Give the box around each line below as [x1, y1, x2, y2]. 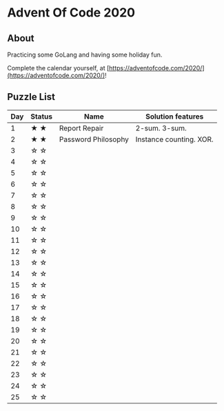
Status [30, 112, 53, 121]
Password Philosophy [59, 134, 130, 144]
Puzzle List [7, 91, 55, 103]
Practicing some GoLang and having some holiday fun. [7, 50, 163, 59]
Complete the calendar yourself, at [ [7, 64, 110, 72]
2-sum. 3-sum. [135, 123, 187, 132]
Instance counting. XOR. [135, 134, 214, 144]
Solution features [145, 112, 204, 121]
